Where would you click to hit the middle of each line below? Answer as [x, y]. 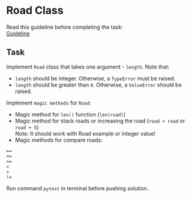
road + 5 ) [27, 127]
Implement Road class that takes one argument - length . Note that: [88, 67]
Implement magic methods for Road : [49, 103]
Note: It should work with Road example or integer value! [85, 133]
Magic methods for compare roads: [59, 140]
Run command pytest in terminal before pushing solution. [77, 188]
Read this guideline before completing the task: [65, 27]
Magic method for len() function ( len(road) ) [70, 114]
